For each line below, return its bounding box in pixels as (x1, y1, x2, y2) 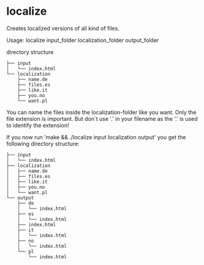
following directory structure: (6, 140, 80, 147)
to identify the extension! (6, 121, 69, 129)
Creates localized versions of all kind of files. (6, 25, 119, 32)
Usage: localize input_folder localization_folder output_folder (6, 36, 159, 44)
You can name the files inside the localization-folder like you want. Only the (6, 109, 197, 116)
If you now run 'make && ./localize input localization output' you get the (6, 133, 186, 140)
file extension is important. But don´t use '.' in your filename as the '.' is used (6, 115, 198, 122)
